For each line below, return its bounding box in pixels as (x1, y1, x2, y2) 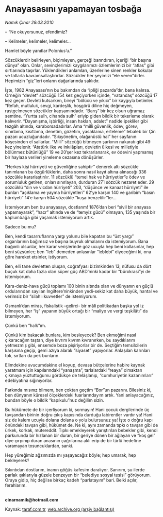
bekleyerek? (5, 457, 30, 463)
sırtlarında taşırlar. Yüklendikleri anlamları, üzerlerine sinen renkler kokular (5, 67, 153, 73)
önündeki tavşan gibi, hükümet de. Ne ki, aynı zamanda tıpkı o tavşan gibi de (5, 422, 158, 428)
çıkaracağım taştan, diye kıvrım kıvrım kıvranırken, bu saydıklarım (5, 337, 135, 343)
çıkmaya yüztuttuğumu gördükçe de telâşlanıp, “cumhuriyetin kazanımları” (5, 372, 154, 378)
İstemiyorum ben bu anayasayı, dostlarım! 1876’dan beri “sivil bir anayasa (5, 204, 151, 210)
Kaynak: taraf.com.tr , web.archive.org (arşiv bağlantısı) (5, 506, 115, 512)
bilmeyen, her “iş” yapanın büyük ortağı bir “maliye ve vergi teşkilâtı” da (5, 308, 148, 314)
